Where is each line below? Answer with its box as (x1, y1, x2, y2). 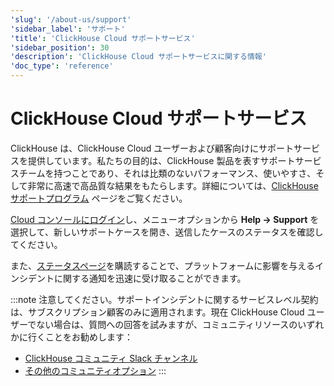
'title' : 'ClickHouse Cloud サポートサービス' (10, 33, 196, 43)
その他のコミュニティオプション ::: (24, 364, 167, 376)
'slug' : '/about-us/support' (10, 14, 132, 25)
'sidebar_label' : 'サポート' (10, 24, 126, 34)
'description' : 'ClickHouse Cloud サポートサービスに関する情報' (10, 52, 267, 62)
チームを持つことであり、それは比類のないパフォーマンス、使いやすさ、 (18, 167, 317, 179)
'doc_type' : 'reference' (10, 61, 114, 71)
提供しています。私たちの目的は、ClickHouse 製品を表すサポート (27, 154, 296, 166)
